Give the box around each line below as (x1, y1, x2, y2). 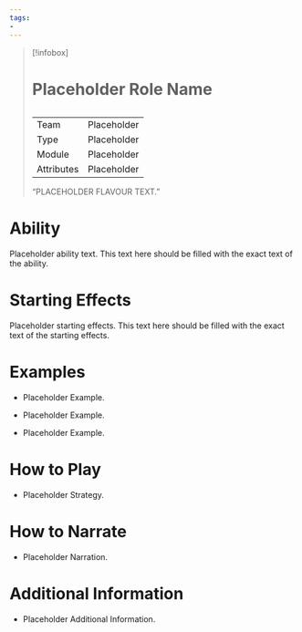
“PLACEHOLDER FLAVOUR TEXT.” (31, 186, 161, 197)
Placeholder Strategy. (22, 490, 105, 501)
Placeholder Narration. (22, 551, 108, 562)
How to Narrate (9, 522, 128, 543)
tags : (9, 13, 30, 23)
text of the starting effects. (9, 330, 109, 341)
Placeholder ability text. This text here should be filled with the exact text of (9, 248, 294, 260)
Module (36, 148, 70, 161)
